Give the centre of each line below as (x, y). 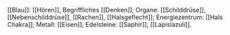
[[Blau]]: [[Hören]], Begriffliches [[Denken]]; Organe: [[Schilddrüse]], (107, 10)
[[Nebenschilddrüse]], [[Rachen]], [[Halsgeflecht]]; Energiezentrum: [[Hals (115, 17)
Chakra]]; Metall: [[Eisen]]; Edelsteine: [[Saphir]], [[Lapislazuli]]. (100, 24)
